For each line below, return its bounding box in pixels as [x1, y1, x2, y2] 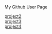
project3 [4, 19, 21, 24]
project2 [4, 13, 21, 19]
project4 [4, 23, 21, 29]
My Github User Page [4, 4, 48, 10]
